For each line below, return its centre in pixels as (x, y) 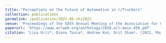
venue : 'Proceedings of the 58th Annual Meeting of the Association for (82, 23)
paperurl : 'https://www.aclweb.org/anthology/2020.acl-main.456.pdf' (78, 28)
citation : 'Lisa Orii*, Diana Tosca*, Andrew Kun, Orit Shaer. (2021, (79, 33)
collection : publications (32, 14)
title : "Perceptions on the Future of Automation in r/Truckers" (74, 10)
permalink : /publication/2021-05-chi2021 (48, 19)
